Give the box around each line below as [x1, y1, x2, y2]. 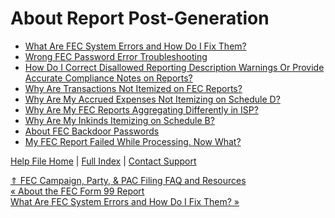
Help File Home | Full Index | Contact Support [10, 155, 197, 167]
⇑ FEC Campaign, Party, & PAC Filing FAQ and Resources [10, 174, 247, 186]
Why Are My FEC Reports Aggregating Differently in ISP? [24, 103, 259, 116]
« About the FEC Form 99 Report [10, 185, 145, 197]
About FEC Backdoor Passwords [24, 125, 160, 137]
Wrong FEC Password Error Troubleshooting [24, 50, 208, 62]
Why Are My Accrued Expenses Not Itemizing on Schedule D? [24, 93, 281, 105]
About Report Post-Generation [10, 7, 270, 30]
